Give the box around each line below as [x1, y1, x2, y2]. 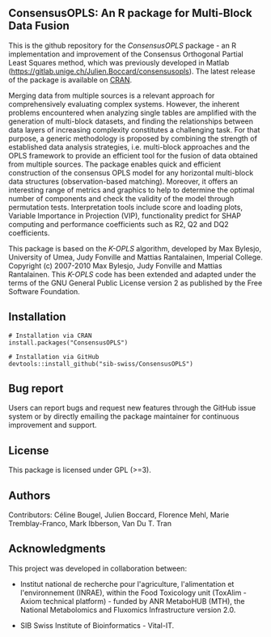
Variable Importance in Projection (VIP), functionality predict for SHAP [8, 210, 241, 221]
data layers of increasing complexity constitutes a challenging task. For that [8, 124, 260, 134]
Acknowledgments [8, 542, 107, 556]
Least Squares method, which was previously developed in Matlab [8, 57, 230, 67]
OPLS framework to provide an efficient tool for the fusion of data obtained [8, 150, 258, 160]
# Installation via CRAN [8, 331, 92, 340]
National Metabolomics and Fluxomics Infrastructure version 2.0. [19, 605, 236, 614]
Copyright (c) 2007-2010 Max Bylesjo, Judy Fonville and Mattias [8, 260, 222, 270]
